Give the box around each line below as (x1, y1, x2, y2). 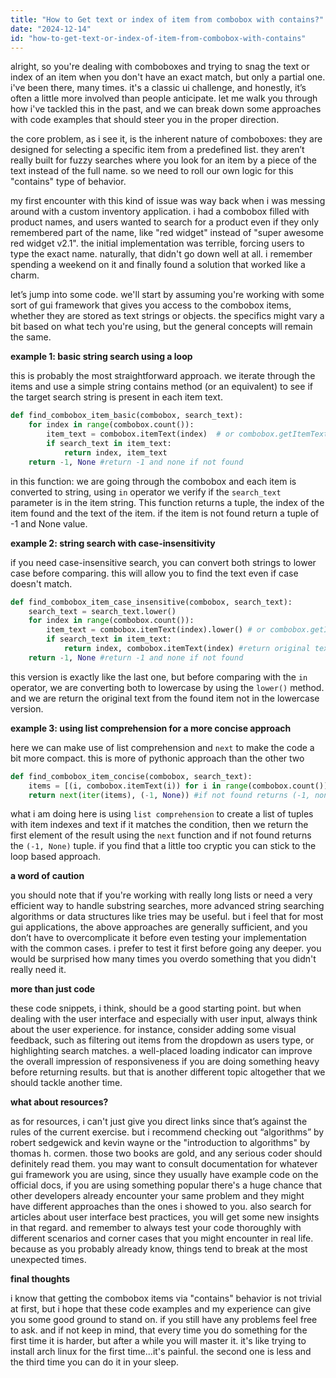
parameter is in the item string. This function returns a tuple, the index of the (10, 496, 325, 508)
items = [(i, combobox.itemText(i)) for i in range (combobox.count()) (28, 781, 329, 791)
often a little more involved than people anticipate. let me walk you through (10, 92, 318, 105)
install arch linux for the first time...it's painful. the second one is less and (10, 1346, 312, 1358)
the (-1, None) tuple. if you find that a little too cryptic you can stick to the (10, 840, 317, 852)
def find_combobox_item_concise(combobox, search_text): (10, 771, 253, 781)
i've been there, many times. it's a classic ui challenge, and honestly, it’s (10, 82, 307, 94)
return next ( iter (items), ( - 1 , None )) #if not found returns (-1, (28, 790, 311, 800)
